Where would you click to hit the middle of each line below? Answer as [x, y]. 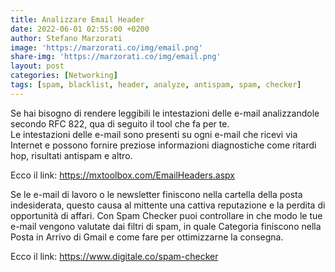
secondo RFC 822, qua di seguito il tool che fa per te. [120, 123]
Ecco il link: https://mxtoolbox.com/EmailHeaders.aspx [122, 175]
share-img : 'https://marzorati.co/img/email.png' [116, 57]
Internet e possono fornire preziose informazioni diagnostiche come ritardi [163, 145]
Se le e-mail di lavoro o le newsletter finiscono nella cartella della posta [156, 194]
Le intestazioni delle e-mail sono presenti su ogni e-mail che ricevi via [154, 134]
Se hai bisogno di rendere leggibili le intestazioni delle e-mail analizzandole [165, 113]
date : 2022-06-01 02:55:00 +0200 [80, 29]
